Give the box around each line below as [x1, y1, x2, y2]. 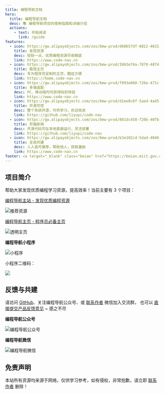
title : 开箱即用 [14, 122, 44, 127]
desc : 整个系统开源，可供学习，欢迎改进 [14, 108, 86, 113]
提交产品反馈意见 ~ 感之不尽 [9, 306, 67, 312]
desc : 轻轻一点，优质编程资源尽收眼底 [14, 53, 82, 58]
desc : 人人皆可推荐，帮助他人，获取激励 [14, 145, 86, 150]
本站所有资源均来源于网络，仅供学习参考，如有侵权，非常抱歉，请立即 [5, 377, 147, 383]
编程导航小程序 [5, 239, 35, 245]
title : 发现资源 [14, 48, 44, 53]
